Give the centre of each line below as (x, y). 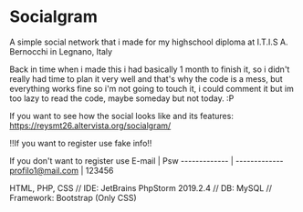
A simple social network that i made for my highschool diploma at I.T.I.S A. (149, 42)
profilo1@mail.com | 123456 (62, 170)
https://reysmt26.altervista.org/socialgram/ (90, 126)
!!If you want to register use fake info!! (81, 143)
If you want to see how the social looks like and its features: (122, 116)
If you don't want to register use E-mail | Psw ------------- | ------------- (147, 160)
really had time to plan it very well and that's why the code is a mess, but (146, 78)
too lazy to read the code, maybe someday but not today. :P (122, 98)
